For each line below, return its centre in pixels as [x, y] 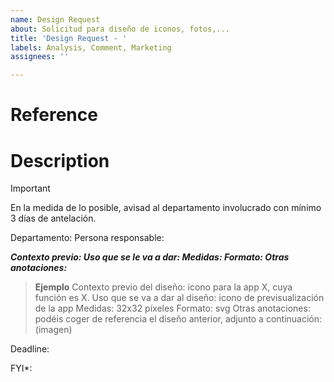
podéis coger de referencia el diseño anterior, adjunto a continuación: [178, 319]
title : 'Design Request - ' [69, 38]
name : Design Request [55, 19]
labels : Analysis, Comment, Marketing [91, 47]
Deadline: [30, 349]
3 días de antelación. [53, 218]
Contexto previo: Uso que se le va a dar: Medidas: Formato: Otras [150, 257]
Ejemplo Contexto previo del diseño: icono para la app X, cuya [163, 287]
